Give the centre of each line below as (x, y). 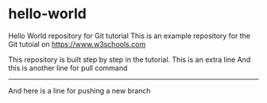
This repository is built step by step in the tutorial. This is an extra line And (130, 59)
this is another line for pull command (68, 67)
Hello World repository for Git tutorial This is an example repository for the (130, 36)
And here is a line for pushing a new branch (79, 90)
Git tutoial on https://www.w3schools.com (77, 44)
